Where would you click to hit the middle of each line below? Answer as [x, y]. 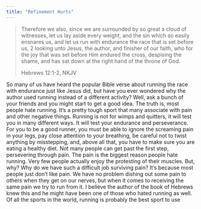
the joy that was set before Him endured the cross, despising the [101, 54]
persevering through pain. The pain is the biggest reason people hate [92, 155]
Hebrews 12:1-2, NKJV [49, 72]
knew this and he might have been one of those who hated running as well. [99, 193]
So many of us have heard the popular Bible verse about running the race [97, 84]
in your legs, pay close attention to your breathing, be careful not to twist [97, 136]
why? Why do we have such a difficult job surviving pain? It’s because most [100, 167]
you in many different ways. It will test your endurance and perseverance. [97, 123]
